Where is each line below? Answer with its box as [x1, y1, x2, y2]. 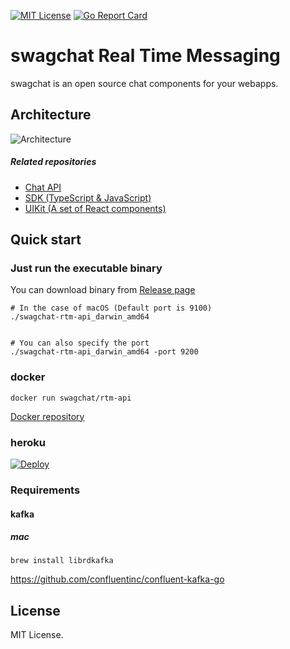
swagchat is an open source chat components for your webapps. [10, 77, 279, 89]
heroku [10, 435, 46, 449]
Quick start [10, 231, 82, 249]
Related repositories [10, 156, 97, 168]
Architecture [10, 106, 92, 124]
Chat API [24, 181, 62, 193]
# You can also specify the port [10, 338, 150, 349]
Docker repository [10, 410, 85, 422]
